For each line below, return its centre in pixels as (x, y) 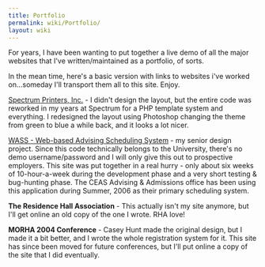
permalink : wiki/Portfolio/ (55, 23)
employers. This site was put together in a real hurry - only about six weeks (131, 166)
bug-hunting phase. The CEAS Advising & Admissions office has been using (132, 182)
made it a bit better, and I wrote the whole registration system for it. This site (132, 239)
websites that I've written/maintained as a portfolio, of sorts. (106, 61)
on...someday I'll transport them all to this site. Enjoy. (94, 85)
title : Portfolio (37, 15)
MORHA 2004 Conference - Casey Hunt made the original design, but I (125, 230)
